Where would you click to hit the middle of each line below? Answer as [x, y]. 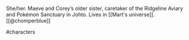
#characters [21, 32]
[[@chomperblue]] [28, 21]
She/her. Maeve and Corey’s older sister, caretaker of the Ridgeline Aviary [95, 8]
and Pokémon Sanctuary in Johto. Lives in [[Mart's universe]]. [80, 14]
